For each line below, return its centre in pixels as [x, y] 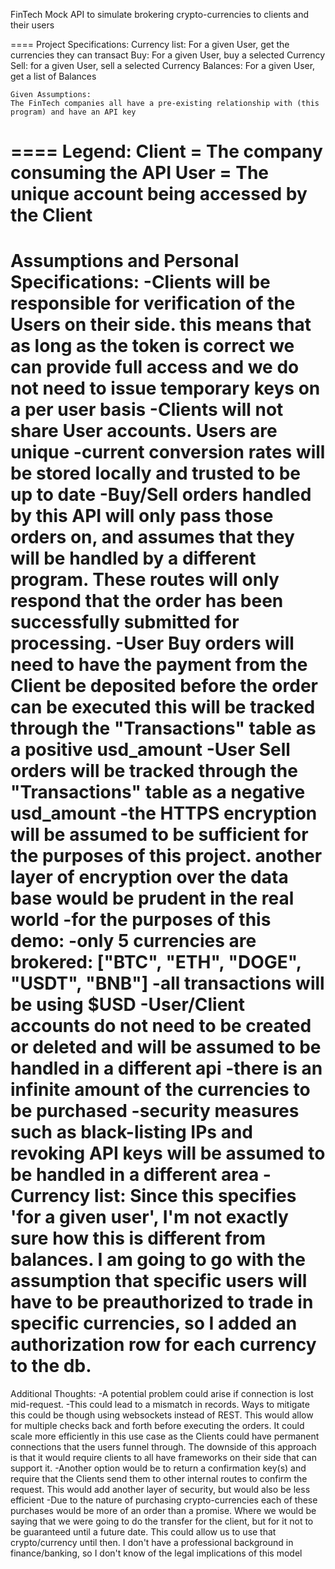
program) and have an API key [73, 112]
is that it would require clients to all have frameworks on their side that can [163, 1458]
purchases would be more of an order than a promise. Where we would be [163, 1511]
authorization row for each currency [163, 1345]
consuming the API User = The [140, 173]
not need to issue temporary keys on [165, 388]
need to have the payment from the [159, 665]
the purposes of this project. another [166, 856]
